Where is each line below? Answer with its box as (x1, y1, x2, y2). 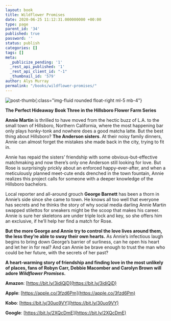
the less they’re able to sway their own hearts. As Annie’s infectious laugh (5, 233, 163, 239)
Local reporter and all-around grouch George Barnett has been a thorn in (5, 191, 160, 197)
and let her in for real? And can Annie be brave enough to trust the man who (5, 244, 165, 250)
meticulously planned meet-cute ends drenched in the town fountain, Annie (5, 170, 164, 176)
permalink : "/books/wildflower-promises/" (5, 83, 97, 88)
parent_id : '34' (5, 26, 40, 32)
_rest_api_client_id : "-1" (10, 69, 67, 74)
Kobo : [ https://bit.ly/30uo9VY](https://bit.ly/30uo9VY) (5, 300, 119, 306)
